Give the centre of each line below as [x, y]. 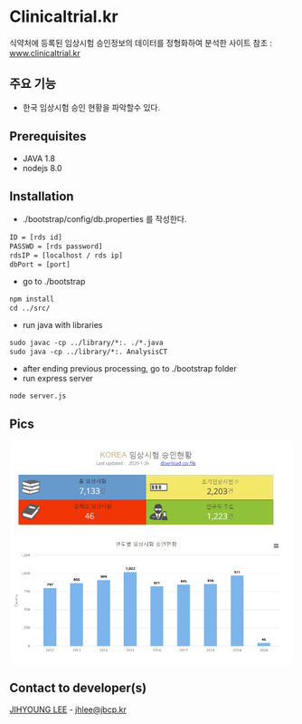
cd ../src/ [30, 309]
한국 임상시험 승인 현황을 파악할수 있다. [91, 107]
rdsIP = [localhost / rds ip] [66, 256]
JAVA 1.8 [39, 158]
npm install [32, 299]
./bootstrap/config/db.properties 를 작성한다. [104, 219]
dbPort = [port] [40, 265]
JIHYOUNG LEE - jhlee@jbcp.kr [68, 710]
